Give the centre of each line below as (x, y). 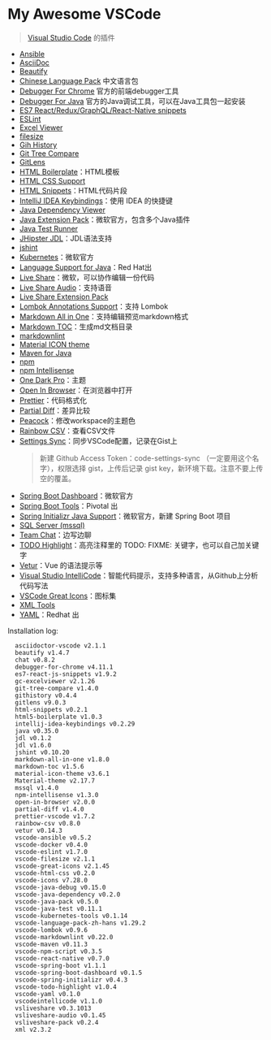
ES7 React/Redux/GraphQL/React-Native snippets (103, 110)
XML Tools (37, 604)
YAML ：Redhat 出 (49, 614)
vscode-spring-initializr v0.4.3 (71, 980)
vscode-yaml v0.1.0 (48, 994)
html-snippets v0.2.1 (52, 709)
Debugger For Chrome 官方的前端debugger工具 (99, 91)
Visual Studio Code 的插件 (71, 37)
